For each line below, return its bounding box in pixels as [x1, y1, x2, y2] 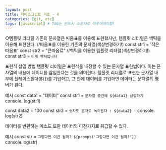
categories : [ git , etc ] [5, 16, 55, 21]
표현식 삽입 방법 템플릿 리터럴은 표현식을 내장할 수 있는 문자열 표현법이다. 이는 [5, 63, 156, 69]
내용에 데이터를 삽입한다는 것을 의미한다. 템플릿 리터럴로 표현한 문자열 [18, 70, 154, 76]
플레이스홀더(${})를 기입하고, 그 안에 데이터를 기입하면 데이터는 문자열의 [14, 76, 154, 82]
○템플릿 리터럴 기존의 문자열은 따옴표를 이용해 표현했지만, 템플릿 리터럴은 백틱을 [5, 35, 162, 41]
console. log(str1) [5, 98, 41, 104]
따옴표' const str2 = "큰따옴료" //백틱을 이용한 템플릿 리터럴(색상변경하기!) [5, 48, 150, 53]
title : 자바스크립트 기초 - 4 [5, 12, 59, 17]
